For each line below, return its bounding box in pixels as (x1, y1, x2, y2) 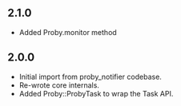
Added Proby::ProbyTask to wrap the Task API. (18, 88, 174, 98)
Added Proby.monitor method (18, 27, 117, 37)
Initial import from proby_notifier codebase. (18, 72, 162, 81)
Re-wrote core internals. (18, 80, 99, 90)
